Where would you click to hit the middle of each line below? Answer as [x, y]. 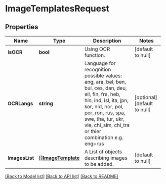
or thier [93, 131]
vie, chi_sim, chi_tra [107, 125]
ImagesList [21, 158]
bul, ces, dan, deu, [105, 88]
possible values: [103, 76]
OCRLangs [21, 103]
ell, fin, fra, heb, [102, 94]
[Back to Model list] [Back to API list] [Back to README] [62, 176]
